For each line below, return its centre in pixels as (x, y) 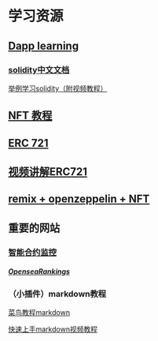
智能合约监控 (33, 252)
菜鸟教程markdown (39, 313)
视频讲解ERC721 (48, 172)
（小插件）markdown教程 (57, 294)
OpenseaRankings (39, 272)
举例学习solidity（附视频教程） (58, 88)
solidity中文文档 (39, 69)
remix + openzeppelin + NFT (79, 199)
